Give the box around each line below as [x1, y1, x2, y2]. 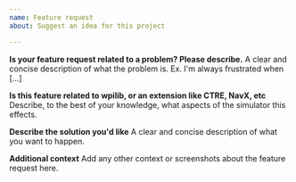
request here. [9, 162, 59, 173]
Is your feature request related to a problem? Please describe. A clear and [9, 54, 287, 64]
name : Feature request [9, 12, 94, 22]
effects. [9, 109, 37, 120]
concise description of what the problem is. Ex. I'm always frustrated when [9, 63, 284, 74]
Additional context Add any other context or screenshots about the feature [9, 153, 286, 163]
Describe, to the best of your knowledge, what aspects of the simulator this [9, 99, 286, 110]
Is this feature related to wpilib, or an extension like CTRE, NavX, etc [9, 90, 266, 101]
